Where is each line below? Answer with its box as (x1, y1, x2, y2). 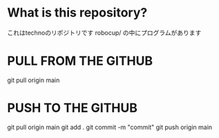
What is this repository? (7, 5, 148, 21)
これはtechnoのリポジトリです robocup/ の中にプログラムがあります (7, 28, 202, 37)
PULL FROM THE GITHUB (7, 53, 153, 69)
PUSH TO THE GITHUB (7, 100, 138, 116)
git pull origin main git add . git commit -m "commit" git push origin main (7, 123, 213, 131)
